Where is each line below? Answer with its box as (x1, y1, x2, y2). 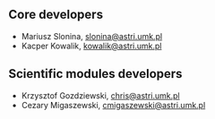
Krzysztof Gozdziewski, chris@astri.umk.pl (21, 89, 180, 101)
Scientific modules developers (8, 66, 183, 81)
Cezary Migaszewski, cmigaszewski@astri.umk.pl (21, 99, 206, 110)
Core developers (8, 7, 104, 22)
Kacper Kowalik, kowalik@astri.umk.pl (21, 40, 162, 51)
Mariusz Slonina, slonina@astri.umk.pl (21, 30, 163, 41)
